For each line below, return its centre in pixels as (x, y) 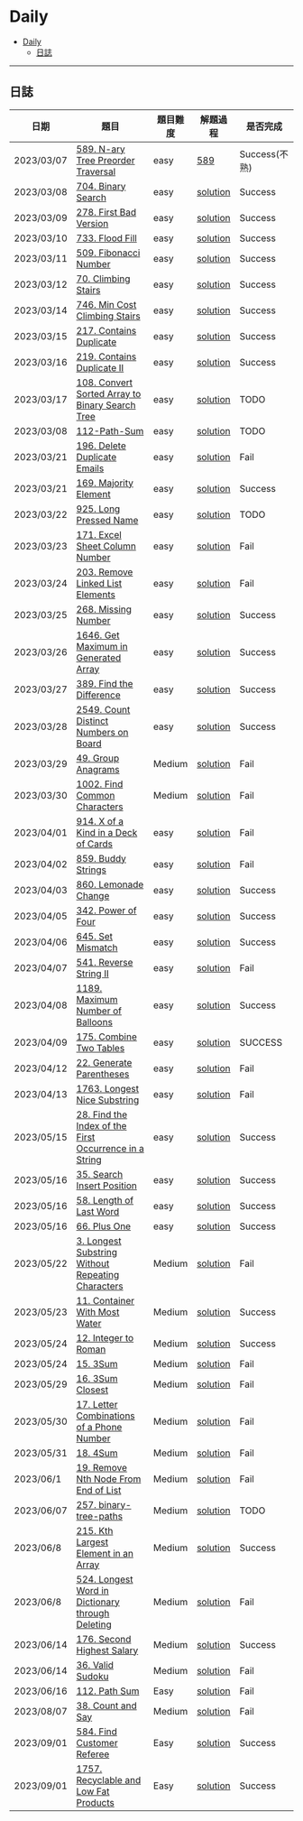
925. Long (98, 509)
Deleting (94, 1624)
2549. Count (103, 709)
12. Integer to (105, 1337)
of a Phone (99, 1427)
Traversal (96, 171)
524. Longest (105, 1579)
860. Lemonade (110, 884)
